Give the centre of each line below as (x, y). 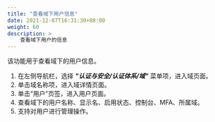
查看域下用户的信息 (44, 40)
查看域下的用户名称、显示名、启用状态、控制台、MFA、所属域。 (111, 102)
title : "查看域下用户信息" (43, 14)
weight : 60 (23, 27)
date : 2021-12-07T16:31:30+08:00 (56, 20)
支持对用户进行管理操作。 (55, 111)
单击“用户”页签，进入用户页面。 (64, 94)
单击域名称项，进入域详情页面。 (64, 85)
